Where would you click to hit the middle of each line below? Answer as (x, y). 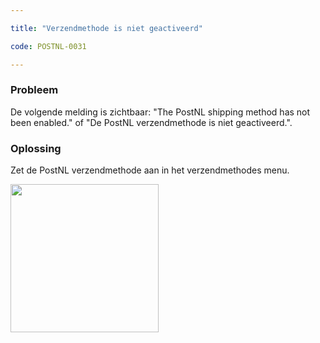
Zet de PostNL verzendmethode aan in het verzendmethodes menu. (150, 170)
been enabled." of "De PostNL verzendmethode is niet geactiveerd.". (151, 122)
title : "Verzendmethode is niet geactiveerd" (106, 28)
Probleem (34, 90)
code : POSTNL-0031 (48, 46)
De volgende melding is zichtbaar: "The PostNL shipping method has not (160, 112)
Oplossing (36, 148)
